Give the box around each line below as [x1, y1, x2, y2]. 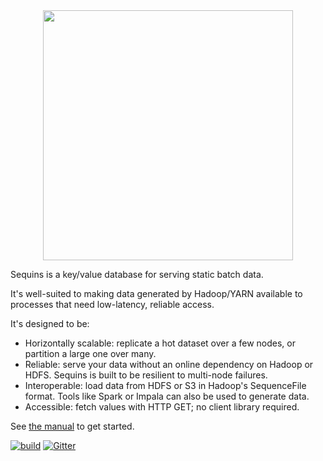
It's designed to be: [10, 318, 90, 329]
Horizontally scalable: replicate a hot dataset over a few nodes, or [24, 337, 296, 349]
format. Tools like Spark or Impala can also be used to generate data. [24, 390, 310, 402]
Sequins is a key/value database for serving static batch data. [10, 269, 264, 280]
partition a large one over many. [24, 348, 157, 359]
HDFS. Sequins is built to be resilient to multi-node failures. [24, 369, 268, 381]
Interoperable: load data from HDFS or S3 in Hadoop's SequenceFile [24, 380, 307, 391]
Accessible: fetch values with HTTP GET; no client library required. [24, 401, 300, 413]
